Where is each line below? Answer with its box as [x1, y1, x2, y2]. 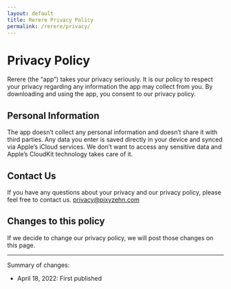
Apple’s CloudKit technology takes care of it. [7, 150, 133, 158]
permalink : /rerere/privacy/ [7, 23, 91, 30]
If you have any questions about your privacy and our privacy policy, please [7, 188, 221, 196]
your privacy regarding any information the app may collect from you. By [7, 83, 213, 91]
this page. [7, 241, 36, 249]
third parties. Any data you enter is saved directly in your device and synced [7, 136, 223, 144]
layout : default [7, 10, 54, 17]
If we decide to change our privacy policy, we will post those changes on [7, 233, 214, 242]
